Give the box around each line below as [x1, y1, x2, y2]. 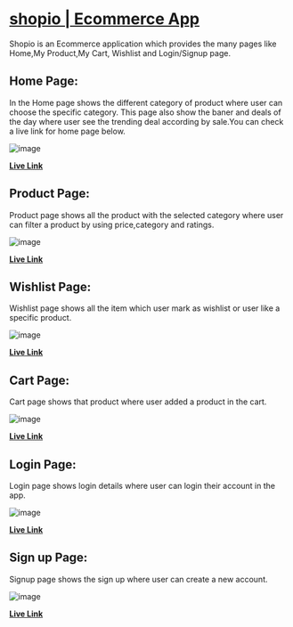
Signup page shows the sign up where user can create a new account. [9, 574, 268, 584]
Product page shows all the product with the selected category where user [9, 209, 284, 220]
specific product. [9, 313, 72, 323]
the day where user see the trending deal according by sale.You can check [9, 116, 284, 126]
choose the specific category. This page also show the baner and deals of [9, 107, 282, 118]
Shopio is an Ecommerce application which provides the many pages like [9, 38, 278, 49]
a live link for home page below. [9, 126, 126, 136]
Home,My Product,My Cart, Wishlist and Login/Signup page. [9, 47, 232, 58]
